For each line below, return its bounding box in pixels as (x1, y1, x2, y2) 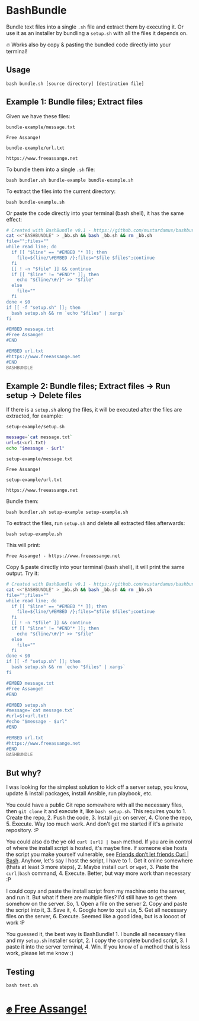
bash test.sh (6, 982, 38, 988)
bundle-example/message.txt (6, 124, 76, 130)
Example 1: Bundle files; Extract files (6, 97, 143, 107)
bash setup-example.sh (6, 531, 62, 537)
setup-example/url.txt (6, 477, 62, 483)
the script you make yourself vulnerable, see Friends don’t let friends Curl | (6, 851, 190, 858)
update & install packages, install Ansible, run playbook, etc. (6, 790, 153, 797)
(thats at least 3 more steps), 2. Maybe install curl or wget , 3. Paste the (6, 864, 179, 871)
